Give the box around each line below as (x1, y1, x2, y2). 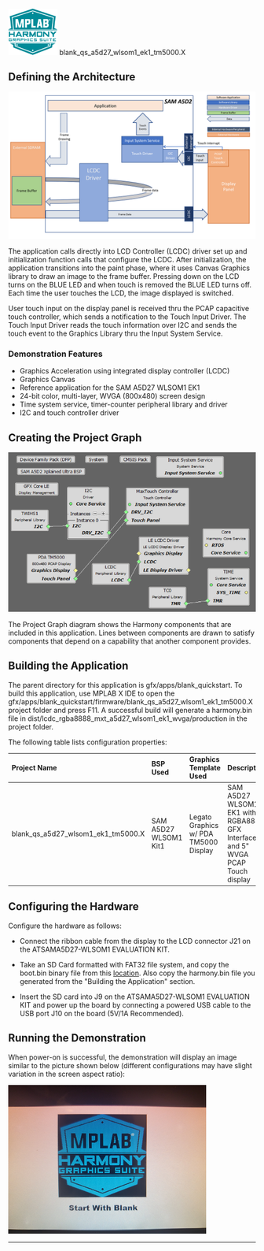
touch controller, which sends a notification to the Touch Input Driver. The (8, 312, 247, 321)
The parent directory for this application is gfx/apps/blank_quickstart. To (8, 680, 243, 689)
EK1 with (227, 808, 257, 818)
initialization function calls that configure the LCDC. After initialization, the (8, 255, 247, 265)
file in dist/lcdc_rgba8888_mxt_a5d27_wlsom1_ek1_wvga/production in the (8, 714, 247, 723)
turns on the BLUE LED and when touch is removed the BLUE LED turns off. (8, 280, 251, 290)
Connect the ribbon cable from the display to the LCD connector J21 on (19, 936, 251, 945)
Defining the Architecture (8, 70, 136, 84)
